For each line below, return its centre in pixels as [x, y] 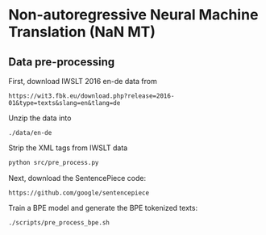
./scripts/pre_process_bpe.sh [59, 222]
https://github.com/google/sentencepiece [79, 193]
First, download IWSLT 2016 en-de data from [83, 81]
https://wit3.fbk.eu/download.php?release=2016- [91, 96]
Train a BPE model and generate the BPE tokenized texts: [103, 208]
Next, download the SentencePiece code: [77, 178]
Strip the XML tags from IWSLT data [68, 148]
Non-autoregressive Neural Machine [133, 15]
